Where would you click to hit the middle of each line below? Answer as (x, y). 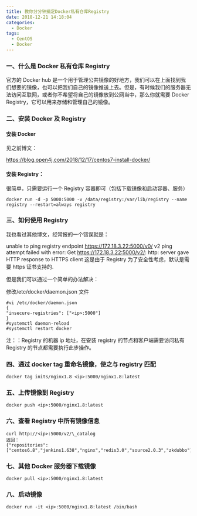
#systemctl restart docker (39, 328)
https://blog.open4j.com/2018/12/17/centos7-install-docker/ (78, 160)
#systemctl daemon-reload (38, 323)
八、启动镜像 (24, 494)
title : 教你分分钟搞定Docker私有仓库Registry (58, 11)
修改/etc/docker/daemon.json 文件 (47, 291)
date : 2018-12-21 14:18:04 (39, 17)
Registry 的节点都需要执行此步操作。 (50, 347)
